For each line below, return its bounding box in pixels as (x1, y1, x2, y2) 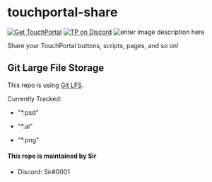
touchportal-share (7, 4, 118, 21)
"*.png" (17, 135, 40, 144)
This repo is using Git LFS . (7, 81, 84, 89)
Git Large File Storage (7, 62, 105, 74)
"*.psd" (17, 108, 39, 117)
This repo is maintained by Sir (7, 152, 97, 160)
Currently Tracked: (7, 94, 62, 103)
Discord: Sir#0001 (17, 167, 71, 176)
